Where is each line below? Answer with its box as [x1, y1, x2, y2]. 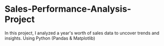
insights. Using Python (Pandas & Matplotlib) [4, 35, 95, 41]
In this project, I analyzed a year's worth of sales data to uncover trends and [4, 30, 160, 36]
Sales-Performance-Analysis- [4, 3, 131, 15]
